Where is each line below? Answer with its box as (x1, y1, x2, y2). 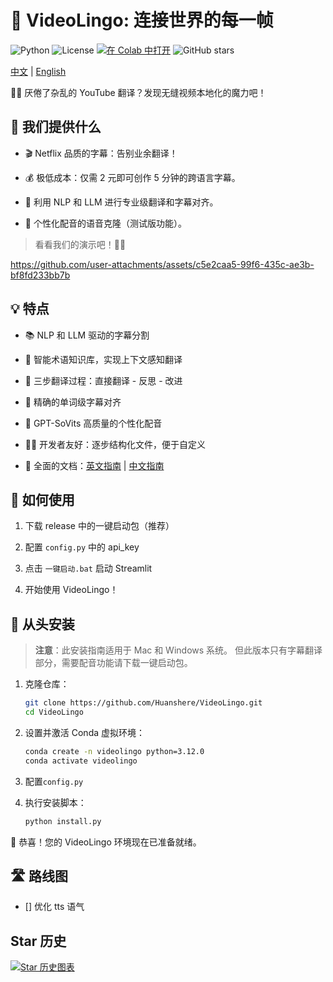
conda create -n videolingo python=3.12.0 (24, 746, 205, 756)
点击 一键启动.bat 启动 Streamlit (24, 562, 153, 575)
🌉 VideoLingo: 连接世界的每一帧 (10, 9, 274, 32)
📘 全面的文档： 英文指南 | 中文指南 (24, 459, 165, 471)
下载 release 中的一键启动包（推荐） (24, 520, 175, 532)
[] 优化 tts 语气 (24, 901, 85, 913)
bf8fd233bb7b (10, 269, 71, 281)
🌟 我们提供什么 (10, 119, 102, 136)
